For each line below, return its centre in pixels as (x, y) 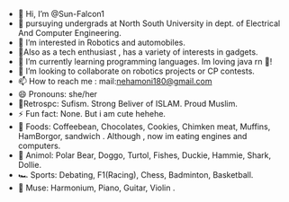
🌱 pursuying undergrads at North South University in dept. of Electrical (149, 23)
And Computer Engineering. (69, 33)
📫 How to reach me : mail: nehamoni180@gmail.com (115, 81)
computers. (39, 145)
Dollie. (30, 165)
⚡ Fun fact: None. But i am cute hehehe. (92, 114)
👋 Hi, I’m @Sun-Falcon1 (61, 14)
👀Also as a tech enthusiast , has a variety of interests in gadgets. (138, 52)
